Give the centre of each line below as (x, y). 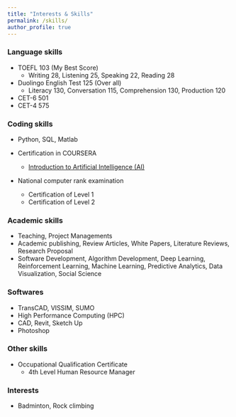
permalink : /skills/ (38, 21)
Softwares (26, 292)
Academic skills (35, 220)
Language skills (35, 52)
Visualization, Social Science (60, 274)
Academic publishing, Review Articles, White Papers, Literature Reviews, (124, 243)
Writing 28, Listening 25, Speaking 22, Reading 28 (101, 75)
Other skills (28, 349)
